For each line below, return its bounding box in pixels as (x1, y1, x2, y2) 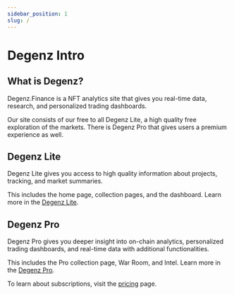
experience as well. (7, 130, 63, 138)
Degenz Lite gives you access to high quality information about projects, (7, 169, 218, 178)
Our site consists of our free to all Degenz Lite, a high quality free (7, 115, 197, 124)
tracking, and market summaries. (7, 177, 104, 186)
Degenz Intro (7, 47, 85, 64)
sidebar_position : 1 (7, 10, 68, 18)
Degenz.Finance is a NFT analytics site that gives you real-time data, (7, 94, 207, 102)
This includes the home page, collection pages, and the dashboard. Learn (7, 191, 222, 199)
